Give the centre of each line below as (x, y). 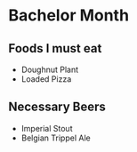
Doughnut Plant (50, 69)
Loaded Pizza (46, 79)
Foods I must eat (55, 48)
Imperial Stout (47, 128)
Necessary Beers (57, 107)
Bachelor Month (69, 16)
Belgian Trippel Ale (56, 138)
